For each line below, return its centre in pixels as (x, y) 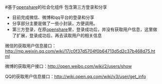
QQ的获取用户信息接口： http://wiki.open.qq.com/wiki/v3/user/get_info (76, 77)
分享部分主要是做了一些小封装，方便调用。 (55, 23)
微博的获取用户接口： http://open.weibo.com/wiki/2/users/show (69, 66)
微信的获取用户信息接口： (31, 46)
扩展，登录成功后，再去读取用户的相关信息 (59, 35)
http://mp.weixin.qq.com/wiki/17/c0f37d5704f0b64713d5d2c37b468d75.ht (80, 51)
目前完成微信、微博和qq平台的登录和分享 (53, 17)
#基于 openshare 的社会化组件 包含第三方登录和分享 (56, 7)
